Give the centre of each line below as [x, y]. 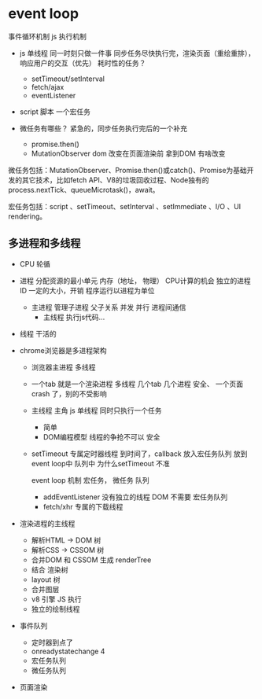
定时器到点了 [52, 642]
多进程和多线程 [44, 243]
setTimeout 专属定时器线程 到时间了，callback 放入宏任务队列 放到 [139, 454]
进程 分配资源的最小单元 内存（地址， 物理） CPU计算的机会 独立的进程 [135, 281]
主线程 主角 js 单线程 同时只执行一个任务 [97, 410]
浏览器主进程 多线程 [63, 367]
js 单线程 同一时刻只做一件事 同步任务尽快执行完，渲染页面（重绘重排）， [137, 53]
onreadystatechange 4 [68, 651]
